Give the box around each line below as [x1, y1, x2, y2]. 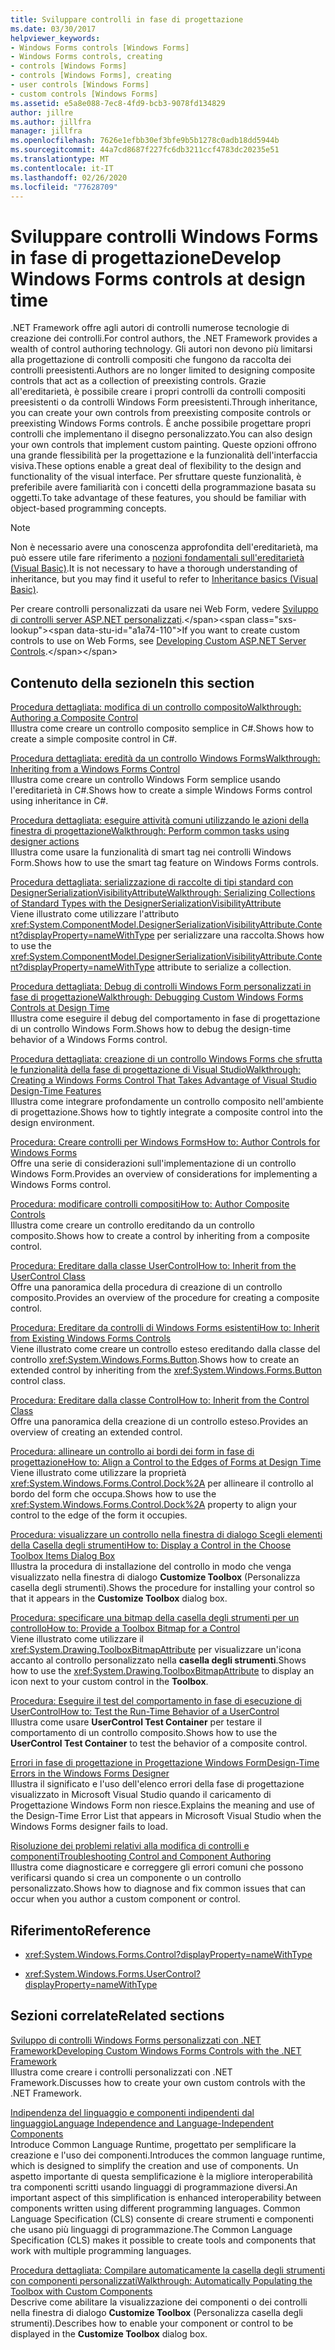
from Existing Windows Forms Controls [10, 1332, 172, 1345]
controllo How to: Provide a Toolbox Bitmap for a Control [10, 1622, 241, 1635]
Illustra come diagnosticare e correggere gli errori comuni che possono [10, 1861, 304, 1873]
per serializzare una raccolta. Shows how [156, 929, 325, 941]
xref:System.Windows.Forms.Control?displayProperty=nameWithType [24, 1948, 313, 1960]
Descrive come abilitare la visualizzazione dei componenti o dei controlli [10, 2296, 308, 2308]
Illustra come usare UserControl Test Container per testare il [10, 1716, 262, 1728]
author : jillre [10, 107, 74, 118]
